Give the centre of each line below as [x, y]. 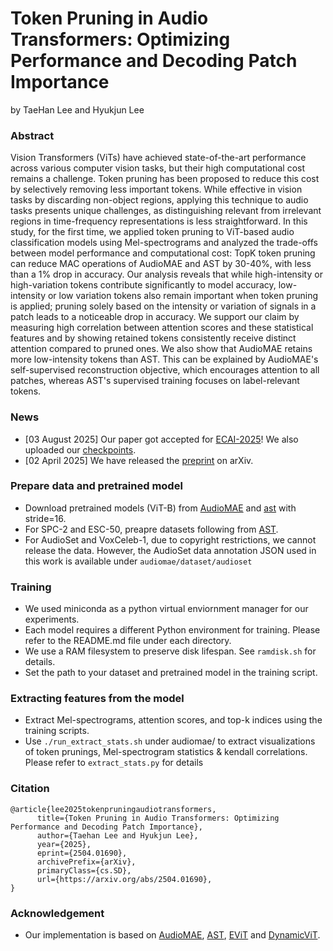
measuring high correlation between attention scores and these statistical [162, 328]
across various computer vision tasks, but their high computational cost [158, 168]
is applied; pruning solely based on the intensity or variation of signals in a [163, 306]
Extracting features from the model [97, 699]
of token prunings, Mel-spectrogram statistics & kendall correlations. [166, 752]
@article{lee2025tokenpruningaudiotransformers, [113, 809]
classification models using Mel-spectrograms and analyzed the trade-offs [164, 243]
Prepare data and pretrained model [96, 486]
